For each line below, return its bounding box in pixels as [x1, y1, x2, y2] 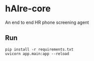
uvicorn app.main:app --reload [5, 51, 69, 56]
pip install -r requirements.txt [5, 47, 74, 52]
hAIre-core [5, 3, 51, 14]
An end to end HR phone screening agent [5, 19, 90, 25]
